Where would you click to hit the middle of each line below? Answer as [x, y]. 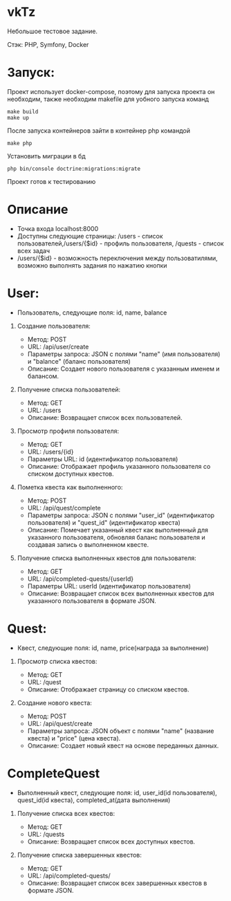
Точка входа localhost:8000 [58, 228]
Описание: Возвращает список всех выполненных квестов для [121, 593]
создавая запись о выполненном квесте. [88, 544]
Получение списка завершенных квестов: [79, 855]
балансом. [43, 376]
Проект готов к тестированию [52, 181]
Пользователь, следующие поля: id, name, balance [92, 313]
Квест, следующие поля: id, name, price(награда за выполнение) [113, 648]
